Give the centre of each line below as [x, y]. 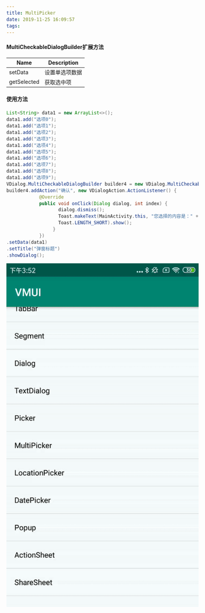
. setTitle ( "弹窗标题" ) [33, 249]
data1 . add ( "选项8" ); [31, 171]
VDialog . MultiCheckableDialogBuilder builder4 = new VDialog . [87, 184]
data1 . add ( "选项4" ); [31, 145]
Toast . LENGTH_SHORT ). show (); [95, 223]
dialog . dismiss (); [81, 210]
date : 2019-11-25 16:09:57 [41, 19]
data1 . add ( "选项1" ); [31, 126]
